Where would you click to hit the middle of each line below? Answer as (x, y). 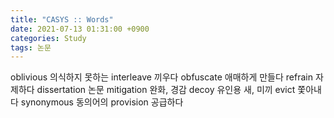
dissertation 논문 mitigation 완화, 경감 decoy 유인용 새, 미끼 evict (166, 90)
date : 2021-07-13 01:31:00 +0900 (80, 29)
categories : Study (48, 38)
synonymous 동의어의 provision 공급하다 (102, 102)
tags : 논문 (31, 47)
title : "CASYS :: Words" (62, 19)
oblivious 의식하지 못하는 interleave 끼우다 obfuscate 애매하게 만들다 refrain (161, 77)
